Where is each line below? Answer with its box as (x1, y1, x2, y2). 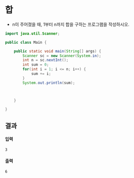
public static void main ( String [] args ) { (14, 49, 101, 53)
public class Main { (5, 40, 47, 45)
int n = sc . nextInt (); (22, 58, 69, 63)
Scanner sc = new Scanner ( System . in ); (22, 53, 101, 58)
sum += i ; (31, 71, 51, 76)
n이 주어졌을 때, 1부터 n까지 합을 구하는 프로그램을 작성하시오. (12, 21, 130, 27)
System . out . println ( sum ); (22, 80, 76, 85)
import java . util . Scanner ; (5, 31, 60, 36)
